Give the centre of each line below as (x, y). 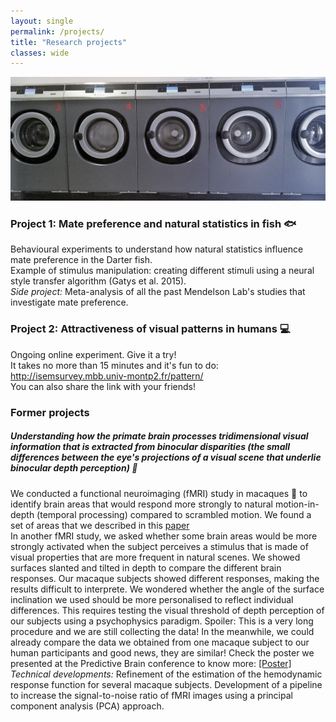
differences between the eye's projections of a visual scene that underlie (166, 457)
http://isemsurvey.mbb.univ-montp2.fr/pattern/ (107, 376)
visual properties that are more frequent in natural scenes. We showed (155, 557)
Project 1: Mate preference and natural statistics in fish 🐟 (153, 224)
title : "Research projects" (69, 42)
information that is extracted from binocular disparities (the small (150, 447)
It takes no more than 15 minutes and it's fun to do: (114, 365)
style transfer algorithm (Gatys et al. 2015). (98, 281)
